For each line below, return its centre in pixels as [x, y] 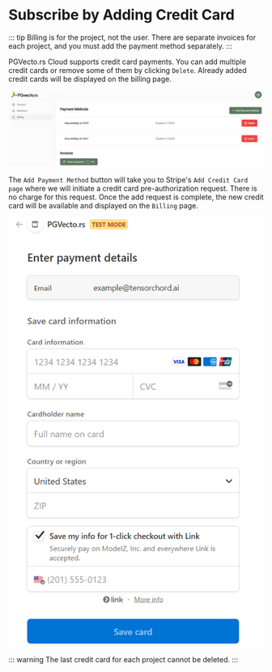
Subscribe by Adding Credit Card [121, 15]
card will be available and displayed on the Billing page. [103, 206]
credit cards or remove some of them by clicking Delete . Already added [127, 70]
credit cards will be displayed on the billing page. [90, 79]
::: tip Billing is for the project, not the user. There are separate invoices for [132, 37]
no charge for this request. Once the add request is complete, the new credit [136, 197]
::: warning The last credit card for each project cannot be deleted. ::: [123, 659]
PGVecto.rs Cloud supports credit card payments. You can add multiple [127, 62]
